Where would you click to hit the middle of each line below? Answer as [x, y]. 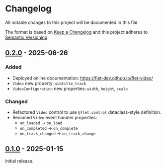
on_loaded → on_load [41, 123]
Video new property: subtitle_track [49, 83]
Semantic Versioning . [27, 37]
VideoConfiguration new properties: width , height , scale [70, 88]
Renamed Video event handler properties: [55, 117]
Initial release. [19, 161]
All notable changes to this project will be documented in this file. [72, 22]
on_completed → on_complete [49, 128]
